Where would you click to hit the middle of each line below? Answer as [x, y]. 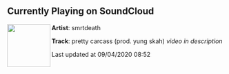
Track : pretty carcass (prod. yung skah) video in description [137, 41]
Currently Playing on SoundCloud [81, 11]
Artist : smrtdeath [76, 27]
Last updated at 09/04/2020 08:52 [101, 54]
